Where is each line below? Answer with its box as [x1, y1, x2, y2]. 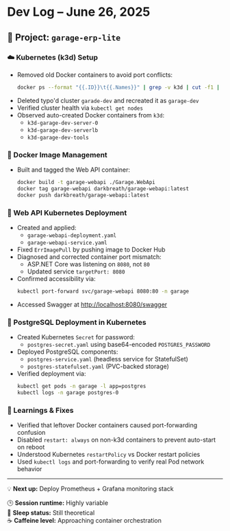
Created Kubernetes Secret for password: [16, 333, 135, 341]
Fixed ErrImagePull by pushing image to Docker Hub [16, 245, 166, 253]
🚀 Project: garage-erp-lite [7, 32, 121, 43]
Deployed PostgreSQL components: [16, 348, 118, 356]
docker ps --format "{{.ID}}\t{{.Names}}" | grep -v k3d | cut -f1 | [16, 84, 220, 91]
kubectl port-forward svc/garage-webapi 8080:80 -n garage [16, 288, 190, 295]
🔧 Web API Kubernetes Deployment [7, 207, 127, 217]
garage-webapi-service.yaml [27, 239, 107, 246]
